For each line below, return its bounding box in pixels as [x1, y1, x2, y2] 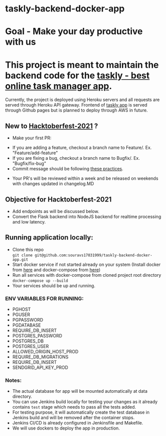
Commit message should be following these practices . [12, 166, 124, 172]
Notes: [5, 377, 22, 384]
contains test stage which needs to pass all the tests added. [12, 404, 136, 410]
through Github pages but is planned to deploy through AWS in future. [5, 108, 148, 113]
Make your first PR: [12, 135, 52, 141]
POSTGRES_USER [12, 343, 49, 349]
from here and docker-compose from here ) [12, 267, 101, 273]
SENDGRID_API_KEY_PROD [12, 364, 68, 371]
